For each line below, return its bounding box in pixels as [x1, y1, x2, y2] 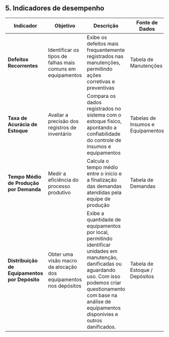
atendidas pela [87, 189, 122, 196]
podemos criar [87, 279, 122, 286]
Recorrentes [8, 62, 38, 69]
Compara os [87, 92, 116, 99]
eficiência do [48, 176, 79, 183]
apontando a [87, 124, 117, 131]
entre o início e [87, 170, 122, 177]
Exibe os [87, 34, 107, 41]
